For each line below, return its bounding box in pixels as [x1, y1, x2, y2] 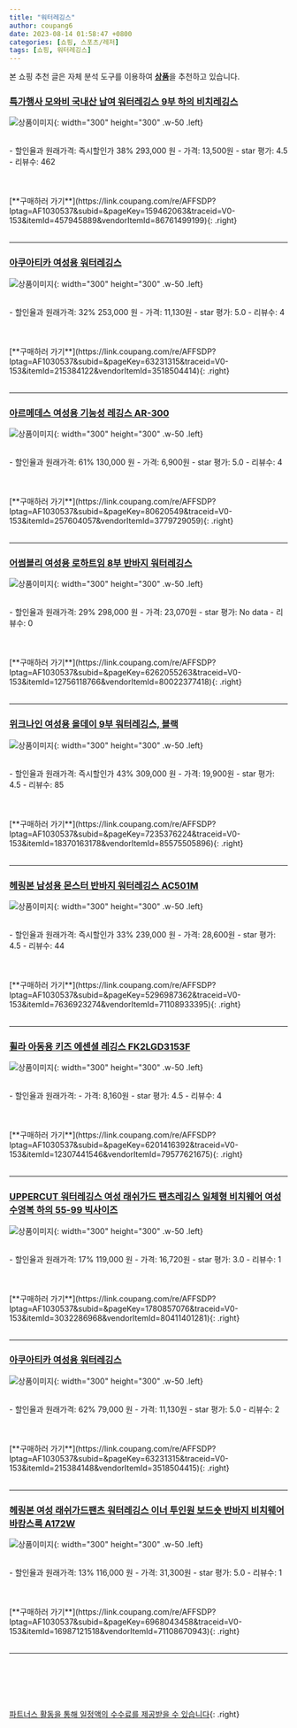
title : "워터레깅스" [9, 12, 76, 22]
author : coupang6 [9, 21, 73, 30]
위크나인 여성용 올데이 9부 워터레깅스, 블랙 [9, 718, 179, 730]
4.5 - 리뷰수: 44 [9, 940, 65, 951]
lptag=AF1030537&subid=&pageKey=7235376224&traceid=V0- [9, 829, 241, 839]
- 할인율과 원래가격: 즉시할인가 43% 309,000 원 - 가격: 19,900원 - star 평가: [9, 768, 276, 779]
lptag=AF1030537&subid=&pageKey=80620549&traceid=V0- [9, 506, 232, 517]
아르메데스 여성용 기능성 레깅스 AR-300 [9, 406, 170, 419]
